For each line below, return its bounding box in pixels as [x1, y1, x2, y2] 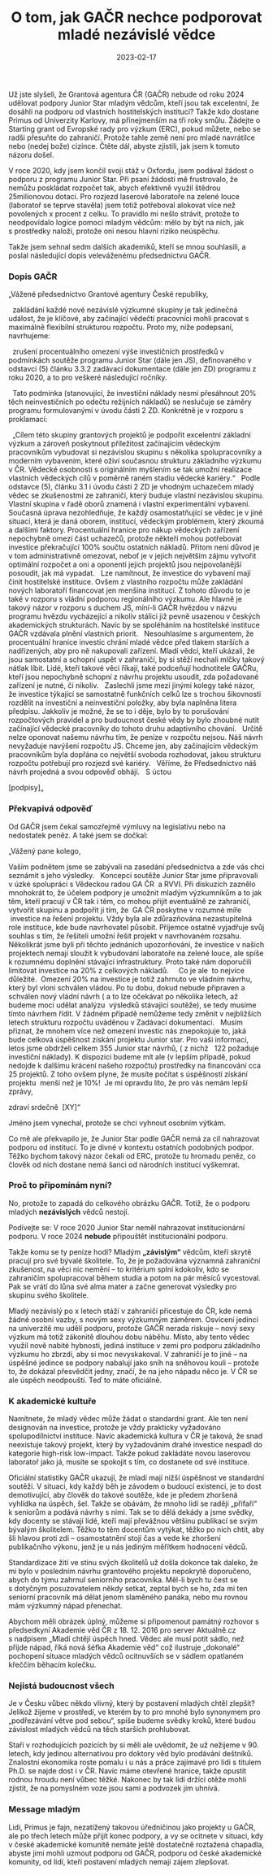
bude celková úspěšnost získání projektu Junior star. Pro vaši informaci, [8, 1034, 249, 1044]
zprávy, [8, 1086, 34, 1096]
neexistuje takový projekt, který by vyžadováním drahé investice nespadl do [8, 1440, 262, 1450]
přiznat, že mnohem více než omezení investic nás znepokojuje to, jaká [8, 1025, 246, 1036]
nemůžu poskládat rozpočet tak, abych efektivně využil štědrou [8, 183, 221, 193]
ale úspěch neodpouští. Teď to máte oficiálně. [8, 1375, 162, 1385]
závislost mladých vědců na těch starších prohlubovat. [8, 1725, 191, 1734]
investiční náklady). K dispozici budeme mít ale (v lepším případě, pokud [8, 1051, 251, 1061]
